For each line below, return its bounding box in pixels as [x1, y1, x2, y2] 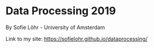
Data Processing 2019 [5, 4, 117, 18]
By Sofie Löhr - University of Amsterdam [5, 24, 105, 31]
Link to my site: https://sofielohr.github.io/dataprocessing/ [5, 35, 148, 42]
